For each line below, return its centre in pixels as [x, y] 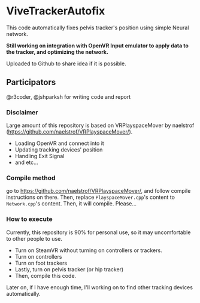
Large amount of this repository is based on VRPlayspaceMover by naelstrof [100, 125]
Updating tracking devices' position [59, 150]
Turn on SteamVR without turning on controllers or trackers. [89, 250]
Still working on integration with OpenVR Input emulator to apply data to [97, 46]
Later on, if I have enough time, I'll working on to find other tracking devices [100, 287]
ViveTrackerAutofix [56, 11]
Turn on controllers [38, 256]
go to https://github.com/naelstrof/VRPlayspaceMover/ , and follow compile [99, 191]
